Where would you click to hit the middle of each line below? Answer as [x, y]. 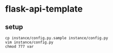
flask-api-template [44, 9]
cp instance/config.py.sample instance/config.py [57, 38]
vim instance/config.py [29, 42]
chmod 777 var [20, 47]
